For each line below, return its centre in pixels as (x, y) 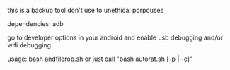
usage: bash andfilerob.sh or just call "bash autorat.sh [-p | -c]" (100, 59)
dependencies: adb (35, 24)
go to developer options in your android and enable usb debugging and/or (115, 37)
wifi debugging (29, 45)
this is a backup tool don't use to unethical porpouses (86, 10)
